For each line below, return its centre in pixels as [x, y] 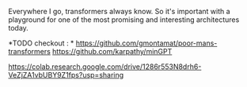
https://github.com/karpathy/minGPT [112, 51]
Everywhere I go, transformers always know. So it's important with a [120, 11]
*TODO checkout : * [41, 43]
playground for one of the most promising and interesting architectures [124, 20]
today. [19, 28]
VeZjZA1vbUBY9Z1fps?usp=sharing [66, 75]
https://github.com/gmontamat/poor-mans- [146, 43]
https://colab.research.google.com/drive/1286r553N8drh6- [105, 67]
